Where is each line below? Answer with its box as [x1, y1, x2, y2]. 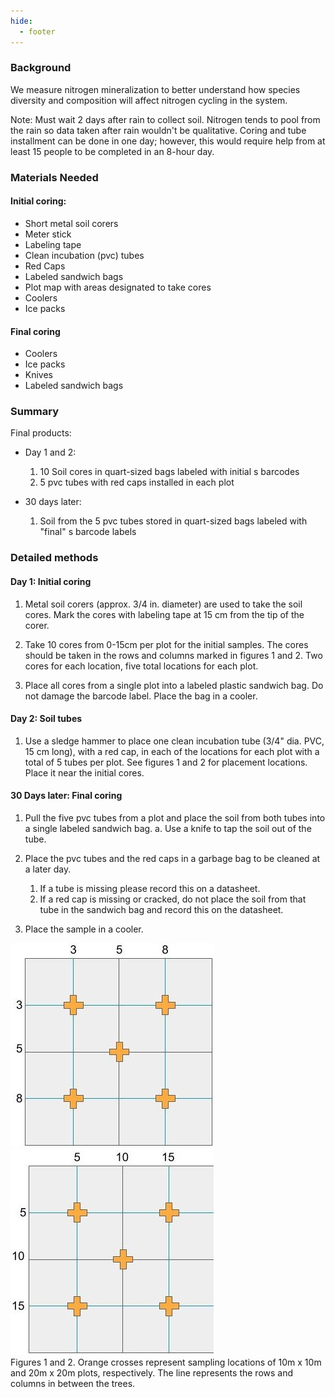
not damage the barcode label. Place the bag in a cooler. [24, 690, 258, 702]
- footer [19, 26, 56, 37]
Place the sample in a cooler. [24, 923, 144, 935]
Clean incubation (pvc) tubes [24, 249, 145, 261]
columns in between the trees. [10, 1377, 136, 1389]
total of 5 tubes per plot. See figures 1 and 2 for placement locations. [24, 756, 308, 768]
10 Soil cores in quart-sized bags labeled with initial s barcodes [39, 466, 300, 478]
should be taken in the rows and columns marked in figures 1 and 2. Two [24, 649, 323, 661]
